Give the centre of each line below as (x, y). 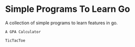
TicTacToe (15, 41)
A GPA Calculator (23, 32)
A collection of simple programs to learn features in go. (62, 23)
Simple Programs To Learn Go (68, 9)
